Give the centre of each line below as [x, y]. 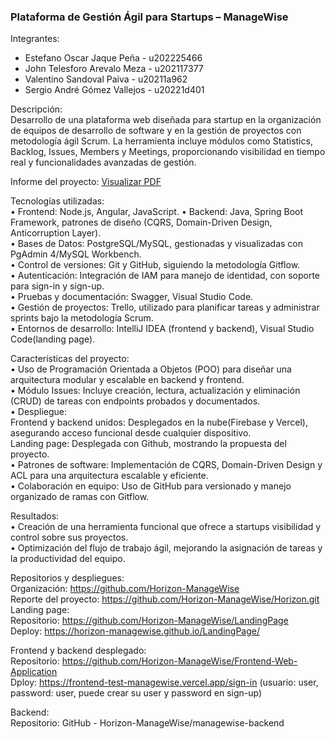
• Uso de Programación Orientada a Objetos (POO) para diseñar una [151, 369]
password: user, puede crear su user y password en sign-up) [136, 693]
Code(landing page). [53, 339]
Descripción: [36, 109]
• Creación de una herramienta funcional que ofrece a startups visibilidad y [166, 527]
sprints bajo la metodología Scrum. [82, 318]
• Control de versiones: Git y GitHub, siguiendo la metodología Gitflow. [155, 265]
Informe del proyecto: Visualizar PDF [86, 182]
